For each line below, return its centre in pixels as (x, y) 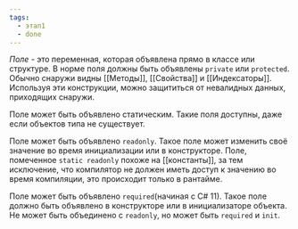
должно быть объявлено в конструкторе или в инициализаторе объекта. (148, 206)
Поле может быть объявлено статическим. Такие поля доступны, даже (146, 114)
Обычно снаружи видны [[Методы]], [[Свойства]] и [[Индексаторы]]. (141, 78)
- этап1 (32, 26)
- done (29, 34)
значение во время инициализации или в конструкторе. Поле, (128, 151)
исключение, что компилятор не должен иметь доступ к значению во (143, 169)
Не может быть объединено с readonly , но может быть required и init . (145, 216)
